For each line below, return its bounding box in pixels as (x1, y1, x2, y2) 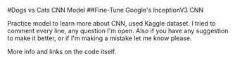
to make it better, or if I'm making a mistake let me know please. (7, 34, 192, 42)
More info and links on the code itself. (7, 48, 117, 55)
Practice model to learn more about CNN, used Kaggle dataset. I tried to (7, 19, 216, 27)
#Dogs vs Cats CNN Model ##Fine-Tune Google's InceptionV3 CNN (7, 6, 204, 14)
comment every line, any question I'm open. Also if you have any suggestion (7, 27, 229, 35)
